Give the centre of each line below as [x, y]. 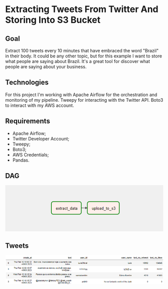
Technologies [27, 82]
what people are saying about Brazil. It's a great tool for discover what [78, 61]
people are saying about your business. [46, 67]
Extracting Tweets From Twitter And [82, 9]
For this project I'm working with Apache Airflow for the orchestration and [81, 95]
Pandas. [21, 160]
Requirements [28, 121]
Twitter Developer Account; [41, 138]
